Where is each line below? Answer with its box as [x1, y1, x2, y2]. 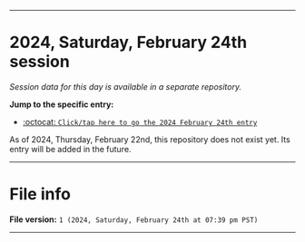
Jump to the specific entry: [9, 99, 114, 110]
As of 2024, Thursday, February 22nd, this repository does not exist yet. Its [9, 133, 290, 145]
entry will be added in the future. [9, 143, 132, 154]
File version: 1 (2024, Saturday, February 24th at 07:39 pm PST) [9, 214, 259, 225]
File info [9, 184, 71, 205]
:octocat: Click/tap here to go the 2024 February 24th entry [22, 116, 258, 127]
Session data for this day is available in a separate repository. [9, 81, 242, 92]
